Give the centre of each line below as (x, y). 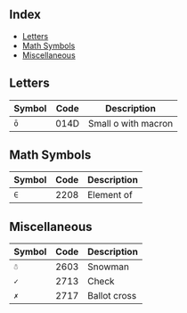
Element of (110, 195)
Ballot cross (112, 296)
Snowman (109, 267)
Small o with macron (130, 123)
